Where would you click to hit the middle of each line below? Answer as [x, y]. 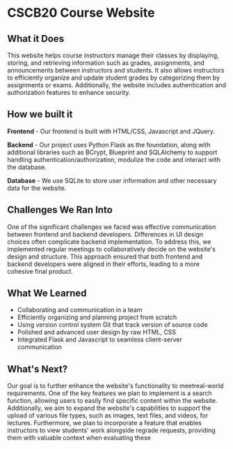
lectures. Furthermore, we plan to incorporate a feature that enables [104, 423]
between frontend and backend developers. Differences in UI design [105, 234]
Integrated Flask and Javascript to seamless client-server [99, 339]
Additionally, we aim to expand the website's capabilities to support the [109, 408]
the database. [27, 167]
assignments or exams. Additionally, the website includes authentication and [116, 85]
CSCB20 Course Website [81, 13]
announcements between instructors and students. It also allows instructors [116, 70]
